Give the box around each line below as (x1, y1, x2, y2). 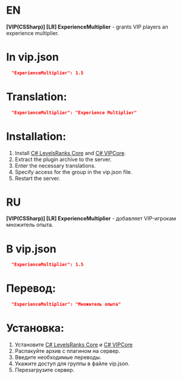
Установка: (6, 321, 64, 335)
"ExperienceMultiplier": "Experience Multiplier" (11, 109, 137, 116)
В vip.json (6, 242, 57, 255)
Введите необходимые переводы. (14, 354, 102, 361)
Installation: (6, 130, 67, 143)
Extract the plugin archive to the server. (14, 156, 112, 163)
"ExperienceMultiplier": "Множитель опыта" (11, 301, 121, 308)
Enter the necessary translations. (14, 162, 96, 169)
